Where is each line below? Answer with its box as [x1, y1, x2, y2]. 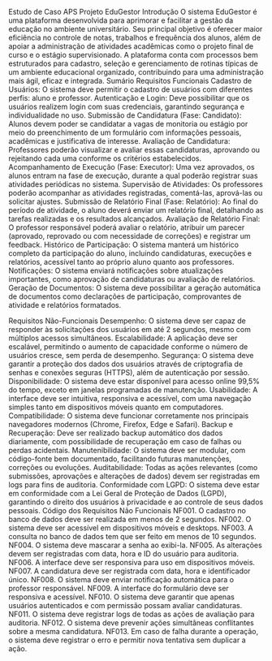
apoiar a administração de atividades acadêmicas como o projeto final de [8, 41, 254, 51]
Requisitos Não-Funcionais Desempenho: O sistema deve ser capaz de [8, 316, 246, 326]
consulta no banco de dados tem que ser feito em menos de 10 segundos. [8, 532, 257, 541]
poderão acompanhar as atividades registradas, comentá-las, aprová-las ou [8, 188, 263, 197]
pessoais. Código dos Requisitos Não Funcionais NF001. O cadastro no [8, 506, 246, 515]
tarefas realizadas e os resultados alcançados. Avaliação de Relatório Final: [8, 214, 261, 223]
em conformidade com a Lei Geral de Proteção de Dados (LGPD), [8, 489, 227, 498]
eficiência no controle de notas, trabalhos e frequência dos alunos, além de [8, 32, 261, 42]
